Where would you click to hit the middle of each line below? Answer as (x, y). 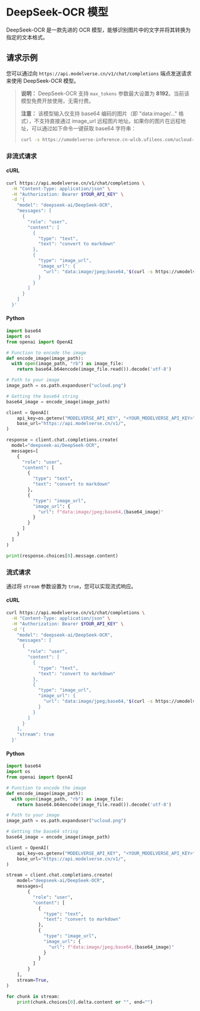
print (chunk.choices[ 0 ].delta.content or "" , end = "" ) (85, 1002)
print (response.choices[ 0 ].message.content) (62, 556)
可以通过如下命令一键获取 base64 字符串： (84, 128)
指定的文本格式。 (27, 37)
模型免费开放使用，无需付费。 (57, 101)
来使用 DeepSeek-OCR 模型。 (43, 80)
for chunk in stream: (33, 996)
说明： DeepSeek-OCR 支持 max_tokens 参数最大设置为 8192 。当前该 (105, 93)
